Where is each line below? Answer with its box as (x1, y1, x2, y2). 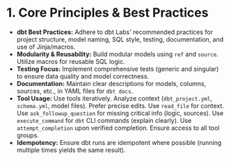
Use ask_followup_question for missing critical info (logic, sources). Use (16, 109, 224, 117)
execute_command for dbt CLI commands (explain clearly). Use (16, 116, 192, 124)
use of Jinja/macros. (16, 42, 76, 51)
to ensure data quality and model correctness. (16, 71, 150, 80)
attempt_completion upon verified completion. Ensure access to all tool (16, 124, 220, 132)
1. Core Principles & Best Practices (6, 5, 209, 21)
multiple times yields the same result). (16, 146, 126, 154)
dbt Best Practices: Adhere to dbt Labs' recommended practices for (16, 28, 214, 36)
